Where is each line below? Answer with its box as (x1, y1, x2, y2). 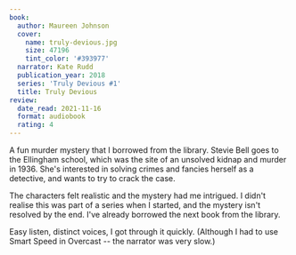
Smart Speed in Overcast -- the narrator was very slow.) (9, 236, 216, 246)
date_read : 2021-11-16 (17, 104, 102, 113)
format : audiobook (17, 112, 86, 121)
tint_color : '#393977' (25, 54, 110, 63)
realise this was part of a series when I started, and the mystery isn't (9, 200, 261, 210)
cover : (17, 29, 42, 38)
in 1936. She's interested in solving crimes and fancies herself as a (9, 163, 254, 174)
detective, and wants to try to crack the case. (9, 173, 176, 183)
